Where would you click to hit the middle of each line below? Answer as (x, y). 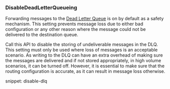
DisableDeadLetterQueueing (41, 8)
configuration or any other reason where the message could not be (76, 29)
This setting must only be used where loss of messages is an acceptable (81, 50)
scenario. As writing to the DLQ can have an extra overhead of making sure (84, 55)
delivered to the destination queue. (42, 35)
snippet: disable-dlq (26, 81)
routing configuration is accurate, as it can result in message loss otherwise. (85, 71)
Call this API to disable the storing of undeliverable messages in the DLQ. (82, 45)
